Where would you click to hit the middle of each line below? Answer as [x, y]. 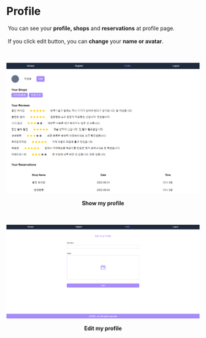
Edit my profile [103, 328]
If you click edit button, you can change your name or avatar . [86, 41]
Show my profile [103, 203]
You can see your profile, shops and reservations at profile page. [91, 28]
